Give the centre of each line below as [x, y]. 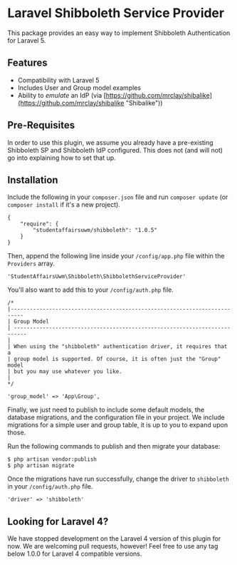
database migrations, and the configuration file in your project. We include [116, 417]
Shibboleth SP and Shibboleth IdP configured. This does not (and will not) [115, 150]
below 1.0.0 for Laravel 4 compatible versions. [75, 554]
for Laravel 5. [27, 40]
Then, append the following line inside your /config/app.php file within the [116, 256]
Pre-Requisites [41, 125]
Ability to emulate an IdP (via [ [62, 95]
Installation [33, 180]
